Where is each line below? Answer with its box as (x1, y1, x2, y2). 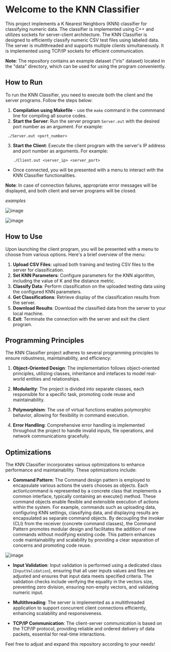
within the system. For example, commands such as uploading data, (12, 504, 156, 510)
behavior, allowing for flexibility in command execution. (12, 412, 129, 419)
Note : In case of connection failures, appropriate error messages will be (5, 182, 157, 188)
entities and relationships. (26, 376, 80, 382)
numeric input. (12, 589, 44, 596)
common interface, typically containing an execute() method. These (12, 493, 156, 500)
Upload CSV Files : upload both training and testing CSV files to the (12, 261, 155, 267)
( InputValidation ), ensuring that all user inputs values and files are (12, 568, 155, 574)
